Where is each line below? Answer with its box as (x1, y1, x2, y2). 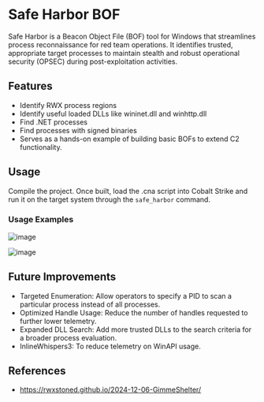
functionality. (19, 142, 62, 151)
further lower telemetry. (19, 316, 97, 326)
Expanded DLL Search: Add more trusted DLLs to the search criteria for (19, 325, 252, 334)
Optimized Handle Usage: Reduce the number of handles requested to (19, 307, 248, 317)
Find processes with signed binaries (19, 125, 138, 135)
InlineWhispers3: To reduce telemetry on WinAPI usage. (19, 341, 201, 351)
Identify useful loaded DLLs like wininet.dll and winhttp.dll (19, 109, 207, 118)
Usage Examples (8, 214, 74, 225)
